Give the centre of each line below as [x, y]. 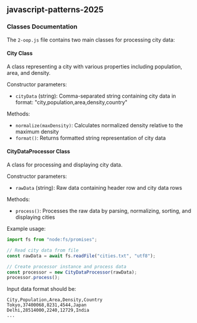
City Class [20, 54]
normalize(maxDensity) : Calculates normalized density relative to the [99, 125]
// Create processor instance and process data [67, 266]
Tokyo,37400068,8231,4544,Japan [47, 305]
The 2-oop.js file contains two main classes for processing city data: [91, 40]
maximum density [37, 131]
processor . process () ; [34, 278]
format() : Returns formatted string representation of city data [90, 138]
